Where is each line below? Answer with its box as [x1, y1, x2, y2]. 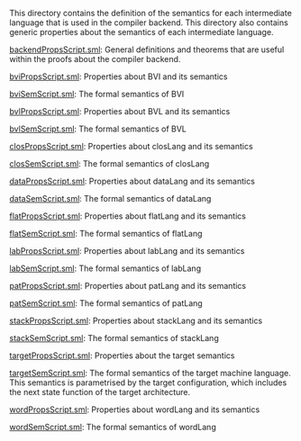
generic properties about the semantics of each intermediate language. [9, 27, 274, 37]
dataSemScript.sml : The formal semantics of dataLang [9, 193, 212, 203]
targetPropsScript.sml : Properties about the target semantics [9, 350, 235, 361]
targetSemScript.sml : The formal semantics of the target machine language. [9, 368, 291, 378]
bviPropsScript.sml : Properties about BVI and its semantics [9, 71, 228, 82]
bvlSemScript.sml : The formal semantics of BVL [9, 123, 187, 134]
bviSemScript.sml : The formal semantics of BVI [9, 89, 185, 99]
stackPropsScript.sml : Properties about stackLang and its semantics [9, 315, 263, 326]
